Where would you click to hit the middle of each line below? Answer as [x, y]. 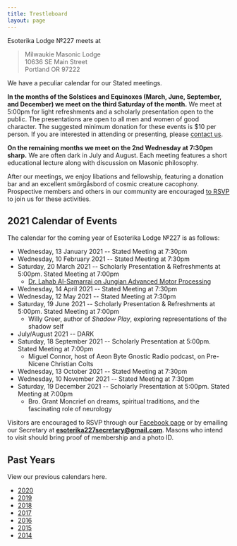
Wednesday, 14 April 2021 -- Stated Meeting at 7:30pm [97, 289]
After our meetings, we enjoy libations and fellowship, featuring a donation [115, 176]
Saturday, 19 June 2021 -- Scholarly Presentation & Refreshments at [116, 304]
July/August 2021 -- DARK [56, 334]
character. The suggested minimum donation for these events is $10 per [112, 126]
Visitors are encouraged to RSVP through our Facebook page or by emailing [117, 423]
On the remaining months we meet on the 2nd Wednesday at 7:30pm [110, 147]
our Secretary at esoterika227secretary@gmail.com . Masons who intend [115, 430]
